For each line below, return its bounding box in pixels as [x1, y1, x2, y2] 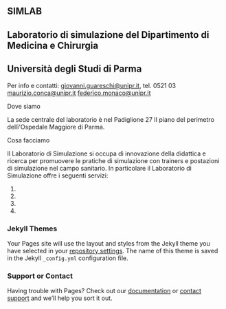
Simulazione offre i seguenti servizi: [7, 171, 109, 180]
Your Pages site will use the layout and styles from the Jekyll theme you [7, 239, 211, 247]
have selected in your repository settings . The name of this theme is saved [7, 246, 218, 255]
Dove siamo [7, 102, 41, 110]
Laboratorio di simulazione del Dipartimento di [7, 29, 210, 41]
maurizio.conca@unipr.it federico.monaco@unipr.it [7, 89, 151, 97]
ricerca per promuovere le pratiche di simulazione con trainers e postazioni [7, 156, 220, 164]
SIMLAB [7, 6, 43, 17]
